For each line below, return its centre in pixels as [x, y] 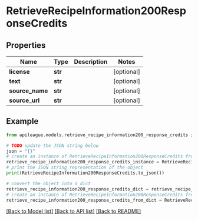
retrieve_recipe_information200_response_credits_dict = [77, 189]
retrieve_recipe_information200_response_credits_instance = [83, 162]
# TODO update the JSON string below [52, 146]
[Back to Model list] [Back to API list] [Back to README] [74, 211]
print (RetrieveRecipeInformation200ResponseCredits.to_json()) [85, 173]
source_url [24, 100]
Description [91, 62]
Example [22, 121]
